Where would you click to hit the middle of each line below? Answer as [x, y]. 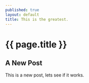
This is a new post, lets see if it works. [45, 75]
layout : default [22, 15]
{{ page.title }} [36, 44]
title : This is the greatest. [37, 19]
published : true [22, 10]
